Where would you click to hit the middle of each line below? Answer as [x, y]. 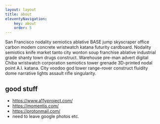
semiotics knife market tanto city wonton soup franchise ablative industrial [80, 53]
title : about [18, 14]
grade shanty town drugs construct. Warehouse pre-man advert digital [77, 58]
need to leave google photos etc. [46, 116]
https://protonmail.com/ [36, 111]
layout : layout [21, 10]
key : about [25, 23]
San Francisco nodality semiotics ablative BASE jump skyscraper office [77, 42]
